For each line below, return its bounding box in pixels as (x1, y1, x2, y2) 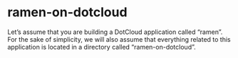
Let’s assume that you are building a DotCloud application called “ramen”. (7, 28, 223, 36)
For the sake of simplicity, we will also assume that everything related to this (7, 35, 231, 43)
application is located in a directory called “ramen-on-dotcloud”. (7, 42, 196, 51)
